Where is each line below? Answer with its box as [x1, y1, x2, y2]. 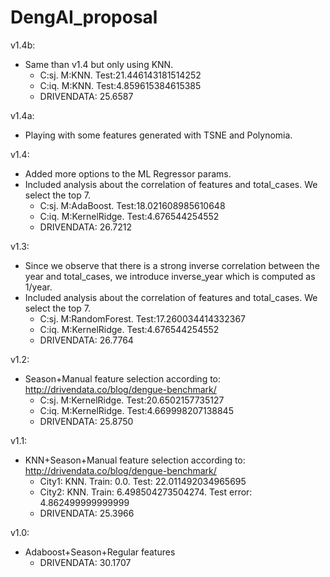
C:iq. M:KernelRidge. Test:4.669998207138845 [39, 404, 234, 416]
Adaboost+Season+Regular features [24, 546, 176, 558]
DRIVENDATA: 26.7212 [39, 221, 132, 233]
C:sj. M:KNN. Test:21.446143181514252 [39, 69, 202, 81]
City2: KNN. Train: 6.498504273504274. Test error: [39, 486, 253, 498]
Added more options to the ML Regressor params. [24, 167, 232, 180]
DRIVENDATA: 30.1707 [39, 556, 132, 568]
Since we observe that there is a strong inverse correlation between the [24, 259, 320, 271]
